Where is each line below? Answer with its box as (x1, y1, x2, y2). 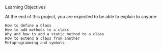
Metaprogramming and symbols (5, 40, 65, 45)
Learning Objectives (5, 4, 46, 10)
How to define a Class (5, 23, 52, 28)
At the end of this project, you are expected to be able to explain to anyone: (5, 14, 158, 19)
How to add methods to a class (5, 27, 69, 32)
